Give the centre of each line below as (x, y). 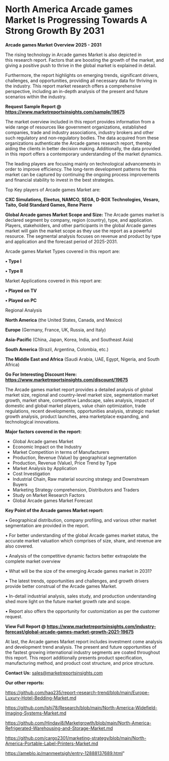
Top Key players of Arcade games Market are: (53, 189)
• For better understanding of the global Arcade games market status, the (82, 535)
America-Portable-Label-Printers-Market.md (52, 743)
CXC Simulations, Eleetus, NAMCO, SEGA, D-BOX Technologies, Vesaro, (82, 199)
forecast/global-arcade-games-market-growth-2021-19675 (69, 631)
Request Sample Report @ (33, 106)
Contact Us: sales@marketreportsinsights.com (54, 673)
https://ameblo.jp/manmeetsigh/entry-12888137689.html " (65, 753)
